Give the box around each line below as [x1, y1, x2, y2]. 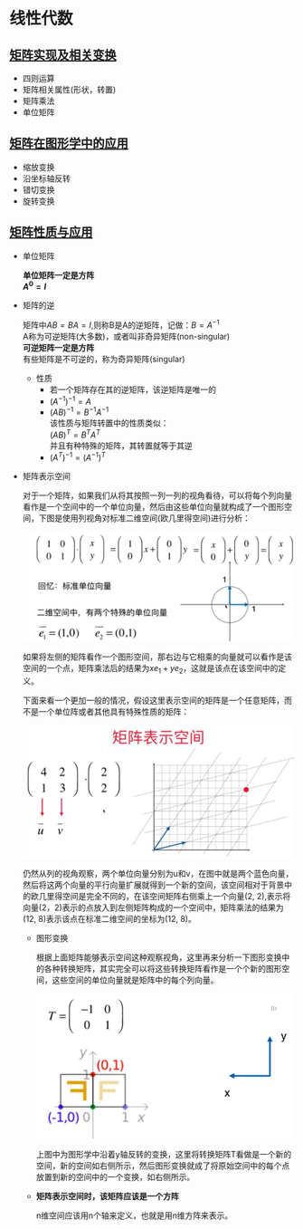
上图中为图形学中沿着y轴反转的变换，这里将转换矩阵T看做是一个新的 [35, 1149, 292, 1160]
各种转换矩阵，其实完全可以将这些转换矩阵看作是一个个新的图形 [43, 964, 282, 975]
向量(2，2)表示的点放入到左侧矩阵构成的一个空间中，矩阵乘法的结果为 [22, 902, 285, 913]
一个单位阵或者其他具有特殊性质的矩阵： [38, 706, 190, 716]
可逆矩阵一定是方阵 [22, 341, 95, 353]
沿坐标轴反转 [22, 173, 71, 184]
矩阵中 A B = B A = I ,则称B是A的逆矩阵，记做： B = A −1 [22, 318, 220, 331]
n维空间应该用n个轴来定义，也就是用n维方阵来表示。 [35, 1210, 233, 1221]
